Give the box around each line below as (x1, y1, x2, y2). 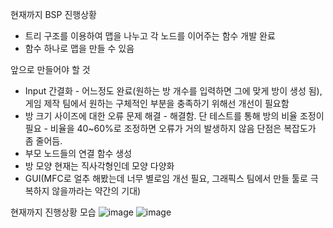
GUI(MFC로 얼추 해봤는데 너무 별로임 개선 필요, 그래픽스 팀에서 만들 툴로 (24, 173, 308, 184)
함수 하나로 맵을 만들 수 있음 (24, 43, 135, 54)
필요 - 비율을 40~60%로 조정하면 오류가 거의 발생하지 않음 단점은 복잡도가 (24, 123, 317, 134)
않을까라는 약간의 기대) (51, 185, 142, 197)
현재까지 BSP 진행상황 (10, 9, 97, 20)
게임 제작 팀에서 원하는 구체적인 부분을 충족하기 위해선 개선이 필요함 (24, 98, 290, 109)
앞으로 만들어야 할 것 (10, 64, 91, 75)
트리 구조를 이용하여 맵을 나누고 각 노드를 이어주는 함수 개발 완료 (24, 30, 276, 42)
